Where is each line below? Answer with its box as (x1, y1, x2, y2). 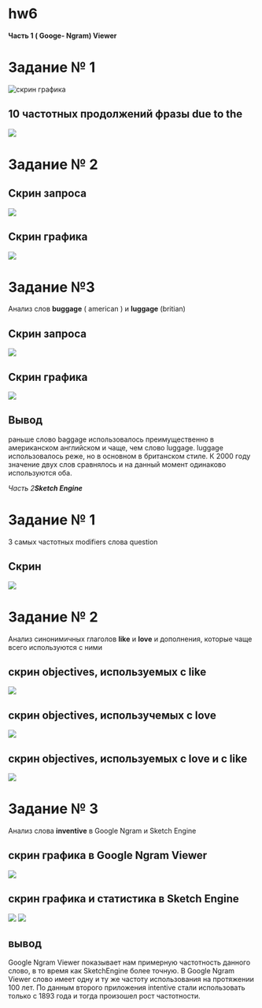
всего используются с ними (8, 642, 102, 651)
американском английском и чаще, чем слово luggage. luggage (8, 442, 224, 452)
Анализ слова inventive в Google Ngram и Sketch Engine (8, 826, 197, 835)
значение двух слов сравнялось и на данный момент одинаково (8, 459, 227, 469)
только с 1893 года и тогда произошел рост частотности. (8, 991, 201, 1001)
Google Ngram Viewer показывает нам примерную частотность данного (8, 958, 251, 967)
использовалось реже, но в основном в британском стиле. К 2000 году (8, 451, 251, 461)
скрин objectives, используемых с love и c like (8, 752, 248, 765)
